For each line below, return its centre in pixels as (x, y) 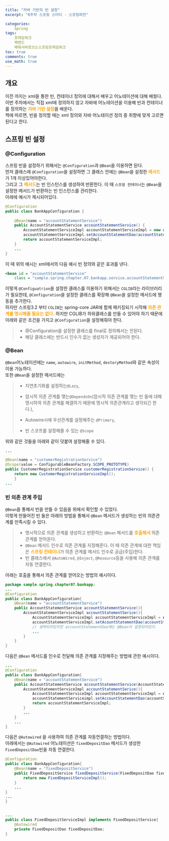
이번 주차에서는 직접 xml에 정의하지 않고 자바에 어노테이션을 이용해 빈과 (75, 103)
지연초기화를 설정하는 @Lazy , (52, 385)
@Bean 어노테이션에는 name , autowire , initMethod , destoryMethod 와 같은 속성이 (82, 362)
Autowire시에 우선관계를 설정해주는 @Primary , (70, 420)
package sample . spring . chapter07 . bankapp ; (50, 585)
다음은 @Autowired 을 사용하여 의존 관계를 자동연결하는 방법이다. (68, 737)
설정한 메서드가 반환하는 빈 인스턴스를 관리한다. (52, 191)
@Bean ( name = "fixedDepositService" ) (54, 769)
